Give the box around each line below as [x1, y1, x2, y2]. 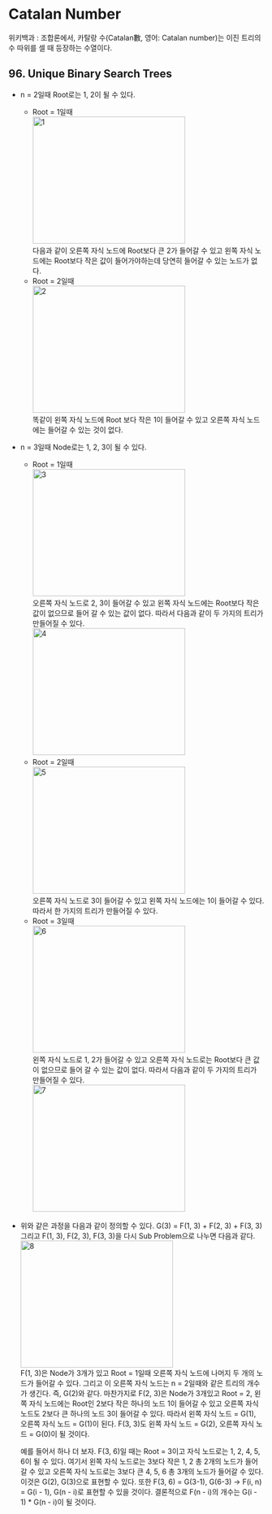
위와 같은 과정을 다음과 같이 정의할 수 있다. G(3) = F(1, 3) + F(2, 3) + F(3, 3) [19, 1221, 262, 1230]
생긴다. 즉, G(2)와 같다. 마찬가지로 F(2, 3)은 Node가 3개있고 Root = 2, [28, 1388, 253, 1398]
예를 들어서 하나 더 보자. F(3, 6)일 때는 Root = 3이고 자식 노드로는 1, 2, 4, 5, [19, 1446, 261, 1455]
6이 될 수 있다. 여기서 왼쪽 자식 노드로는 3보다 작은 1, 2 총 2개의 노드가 [19, 1456, 244, 1466]
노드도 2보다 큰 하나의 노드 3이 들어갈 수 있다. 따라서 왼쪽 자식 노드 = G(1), [19, 1408, 257, 1418]
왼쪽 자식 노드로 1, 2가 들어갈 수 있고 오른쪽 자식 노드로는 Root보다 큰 [32, 1054, 252, 1065]
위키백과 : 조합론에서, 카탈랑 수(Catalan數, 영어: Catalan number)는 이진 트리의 [8, 33, 261, 42]
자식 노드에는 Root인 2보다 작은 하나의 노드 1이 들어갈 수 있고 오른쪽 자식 [28, 1399, 259, 1408]
